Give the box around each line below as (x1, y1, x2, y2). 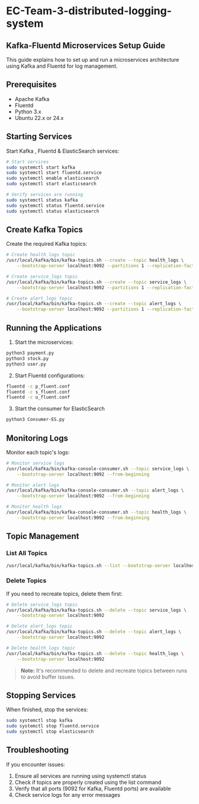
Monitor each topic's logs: (6, 448, 70, 455)
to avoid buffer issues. (20, 673, 75, 680)
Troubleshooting (6, 745, 69, 755)
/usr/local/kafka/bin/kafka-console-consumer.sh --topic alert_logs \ (6, 488, 184, 493)
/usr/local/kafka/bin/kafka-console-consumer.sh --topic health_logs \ (6, 509, 187, 515)
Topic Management (6, 531, 79, 542)
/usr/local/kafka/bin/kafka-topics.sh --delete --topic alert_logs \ (6, 629, 182, 635)
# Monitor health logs (6, 504, 62, 510)
